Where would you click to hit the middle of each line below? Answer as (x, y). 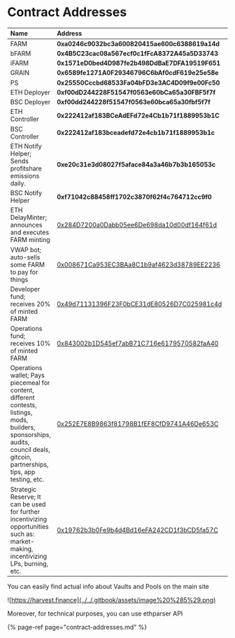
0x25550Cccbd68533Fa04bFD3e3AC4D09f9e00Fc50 (138, 83)
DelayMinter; (29, 218)
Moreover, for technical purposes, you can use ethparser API (95, 614)
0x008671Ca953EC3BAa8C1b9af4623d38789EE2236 (138, 264)
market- (22, 541)
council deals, (30, 450)
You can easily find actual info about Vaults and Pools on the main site (108, 587)
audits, (20, 442)
